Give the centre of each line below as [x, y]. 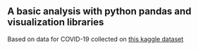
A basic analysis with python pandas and [99, 11]
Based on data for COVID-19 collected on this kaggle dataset [95, 39]
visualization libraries [56, 23]
